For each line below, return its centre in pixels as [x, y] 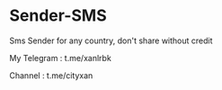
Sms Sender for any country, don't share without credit [111, 40]
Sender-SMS [58, 16]
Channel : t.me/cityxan [51, 75]
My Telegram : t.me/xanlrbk [61, 58]
